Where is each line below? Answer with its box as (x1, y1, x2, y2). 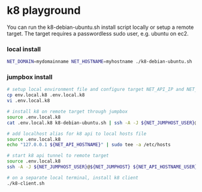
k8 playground (7, 4, 81, 17)
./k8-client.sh (7, 180, 45, 187)
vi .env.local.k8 (7, 98, 50, 104)
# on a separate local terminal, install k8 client (7, 175, 138, 181)
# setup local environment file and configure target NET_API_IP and (7, 87, 185, 93)
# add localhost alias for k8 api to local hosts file (7, 131, 147, 137)
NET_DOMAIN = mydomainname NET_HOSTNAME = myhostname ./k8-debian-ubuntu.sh (7, 58, 192, 65)
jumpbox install (7, 73, 53, 81)
